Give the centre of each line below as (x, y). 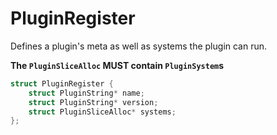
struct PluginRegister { (62, 83)
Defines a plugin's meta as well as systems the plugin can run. (139, 46)
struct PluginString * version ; (93, 102)
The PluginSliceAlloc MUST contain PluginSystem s (117, 65)
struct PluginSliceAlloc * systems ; (102, 112)
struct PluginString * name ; (86, 93)
